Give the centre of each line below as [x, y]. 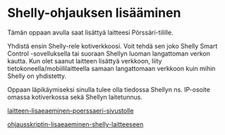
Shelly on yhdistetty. [37, 76]
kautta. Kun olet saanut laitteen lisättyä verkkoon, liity [85, 60]
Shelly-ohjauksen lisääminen [94, 13]
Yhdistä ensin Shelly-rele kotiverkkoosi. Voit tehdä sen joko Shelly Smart [112, 46]
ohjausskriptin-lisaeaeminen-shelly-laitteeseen [75, 124]
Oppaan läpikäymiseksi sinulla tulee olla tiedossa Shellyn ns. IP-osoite [109, 89]
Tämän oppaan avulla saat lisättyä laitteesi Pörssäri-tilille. [91, 32]
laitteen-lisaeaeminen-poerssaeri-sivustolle [71, 110]
